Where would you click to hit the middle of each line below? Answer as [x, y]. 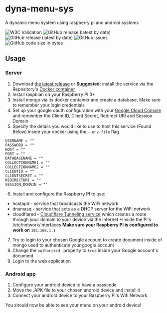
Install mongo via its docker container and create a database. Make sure [86, 99]
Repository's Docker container [44, 89]
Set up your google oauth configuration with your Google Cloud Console [86, 110]
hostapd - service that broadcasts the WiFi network [65, 203]
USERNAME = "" [20, 140]
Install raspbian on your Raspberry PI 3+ [54, 94]
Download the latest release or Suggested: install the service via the [83, 83]
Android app [20, 274]
